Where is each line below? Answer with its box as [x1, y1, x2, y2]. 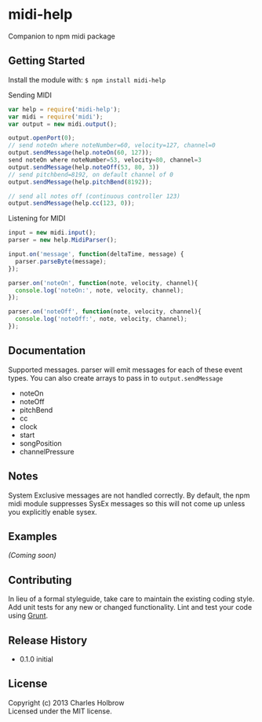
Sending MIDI [8, 90, 53, 100]
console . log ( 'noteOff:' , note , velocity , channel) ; [15, 315, 188, 323]
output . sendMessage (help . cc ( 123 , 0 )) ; [8, 199, 135, 207]
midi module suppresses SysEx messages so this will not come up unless [8, 498, 246, 508]
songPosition [19, 438, 63, 448]
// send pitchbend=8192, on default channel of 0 [8, 170, 174, 178]
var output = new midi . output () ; [8, 120, 118, 128]
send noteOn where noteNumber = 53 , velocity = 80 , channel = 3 [8, 156, 202, 164]
